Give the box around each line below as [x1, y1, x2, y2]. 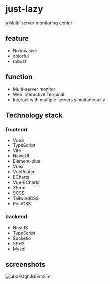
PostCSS [12, 201, 31, 207]
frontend [5, 126, 28, 133]
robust [12, 58, 27, 64]
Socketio [12, 235, 31, 241]
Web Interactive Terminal [12, 91, 64, 97]
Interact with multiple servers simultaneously [12, 96, 105, 103]
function [5, 73, 33, 81]
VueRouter [12, 169, 35, 175]
